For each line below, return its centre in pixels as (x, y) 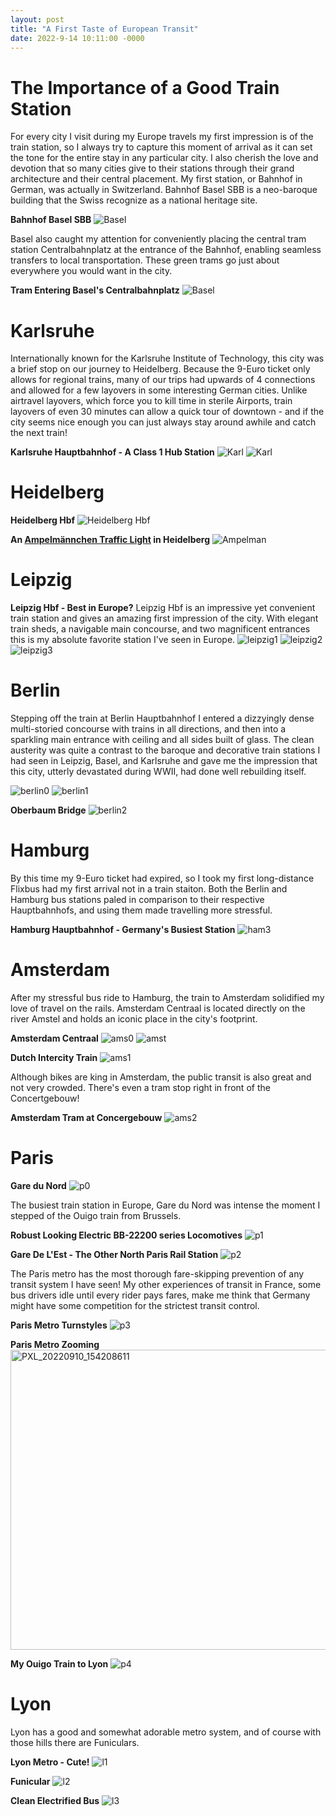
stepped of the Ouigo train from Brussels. (96, 1215)
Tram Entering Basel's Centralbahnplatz (95, 290)
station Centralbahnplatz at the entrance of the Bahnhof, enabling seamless (166, 250)
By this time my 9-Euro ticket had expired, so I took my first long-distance (162, 878)
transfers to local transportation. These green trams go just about (145, 260)
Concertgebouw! (45, 1098)
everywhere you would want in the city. (91, 271)
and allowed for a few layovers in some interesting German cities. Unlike (159, 390)
